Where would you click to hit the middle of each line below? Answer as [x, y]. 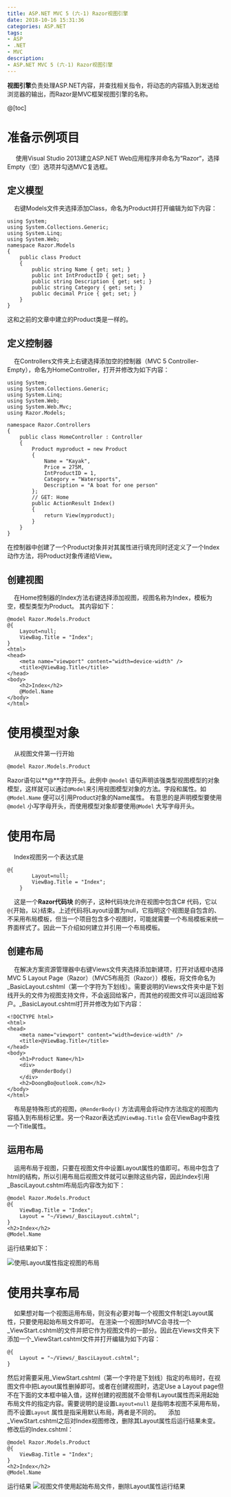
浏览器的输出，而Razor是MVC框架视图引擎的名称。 [80, 94]
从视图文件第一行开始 [44, 753]
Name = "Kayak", [67, 461]
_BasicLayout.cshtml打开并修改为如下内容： [81, 1004]
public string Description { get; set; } [92, 282]
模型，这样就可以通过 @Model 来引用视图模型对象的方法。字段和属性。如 [107, 788]
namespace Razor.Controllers [49, 425]
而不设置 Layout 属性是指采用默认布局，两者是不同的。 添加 [94, 1412]
